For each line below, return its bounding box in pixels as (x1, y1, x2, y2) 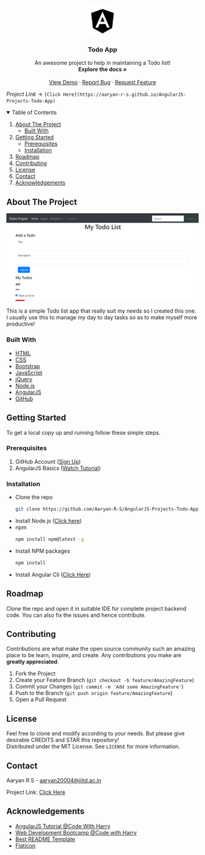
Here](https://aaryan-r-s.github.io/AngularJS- (63, 92, 187, 98)
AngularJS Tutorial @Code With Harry (15, 822, 111, 829)
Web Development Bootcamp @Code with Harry (15, 829, 137, 836)
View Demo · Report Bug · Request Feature (48, 79, 157, 86)
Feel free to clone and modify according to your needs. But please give (6, 730, 185, 737)
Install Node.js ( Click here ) (15, 517, 82, 525)
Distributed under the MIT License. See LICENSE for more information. (6, 743, 180, 750)
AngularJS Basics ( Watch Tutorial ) (15, 464, 101, 471)
